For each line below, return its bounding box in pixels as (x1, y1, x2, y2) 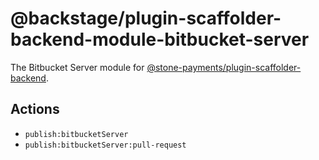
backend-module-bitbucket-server (10, 28, 310, 51)
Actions (10, 101, 60, 118)
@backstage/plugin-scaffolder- (10, 7, 282, 30)
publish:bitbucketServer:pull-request (24, 140, 187, 150)
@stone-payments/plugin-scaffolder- (146, 61, 302, 73)
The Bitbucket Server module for (10, 61, 145, 73)
